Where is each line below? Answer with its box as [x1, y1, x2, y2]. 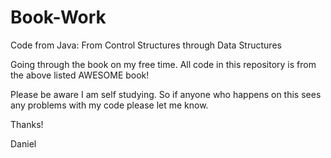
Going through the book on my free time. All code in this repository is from [10, 58, 317, 70]
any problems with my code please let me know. [10, 99, 209, 111]
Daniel [10, 137, 37, 150]
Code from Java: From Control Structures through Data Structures [10, 39, 282, 51]
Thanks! [10, 118, 44, 130]
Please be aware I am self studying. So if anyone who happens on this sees [10, 88, 322, 100]
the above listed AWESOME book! [10, 69, 150, 81]
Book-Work [10, 6, 107, 29]
